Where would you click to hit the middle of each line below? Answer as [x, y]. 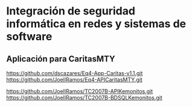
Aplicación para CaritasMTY [61, 59]
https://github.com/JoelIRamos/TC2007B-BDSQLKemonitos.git [84, 98]
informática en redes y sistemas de [96, 24]
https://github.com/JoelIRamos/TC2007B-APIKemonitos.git [80, 91]
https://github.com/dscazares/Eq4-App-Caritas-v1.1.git [75, 73]
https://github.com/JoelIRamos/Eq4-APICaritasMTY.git [75, 80]
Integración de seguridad [71, 11]
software [29, 37]
